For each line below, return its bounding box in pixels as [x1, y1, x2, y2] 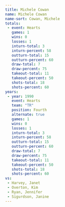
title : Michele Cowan [5, 7, 49, 12]
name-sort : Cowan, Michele [5, 16, 60, 21]
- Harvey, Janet [7, 181, 41, 185]
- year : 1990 [7, 94, 34, 99]
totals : [5, 21, 21, 26]
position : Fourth [11, 107, 47, 113]
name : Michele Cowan [5, 12, 47, 17]
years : [5, 89, 19, 94]
